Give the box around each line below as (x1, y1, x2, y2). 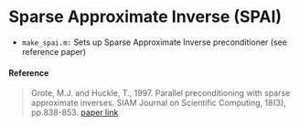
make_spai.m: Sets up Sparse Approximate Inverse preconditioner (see (21, 37, 287, 48)
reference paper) (21, 46, 87, 57)
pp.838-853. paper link (30, 107, 119, 118)
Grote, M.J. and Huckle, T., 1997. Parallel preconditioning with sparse (30, 88, 291, 99)
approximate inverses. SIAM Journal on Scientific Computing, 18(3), (30, 98, 287, 109)
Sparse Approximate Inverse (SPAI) (8, 6, 283, 27)
